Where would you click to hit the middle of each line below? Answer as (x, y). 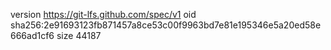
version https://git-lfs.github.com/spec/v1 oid (103, 14)
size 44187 (79, 35)
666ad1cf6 (32, 35)
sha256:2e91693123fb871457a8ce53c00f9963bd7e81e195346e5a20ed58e (166, 25)
